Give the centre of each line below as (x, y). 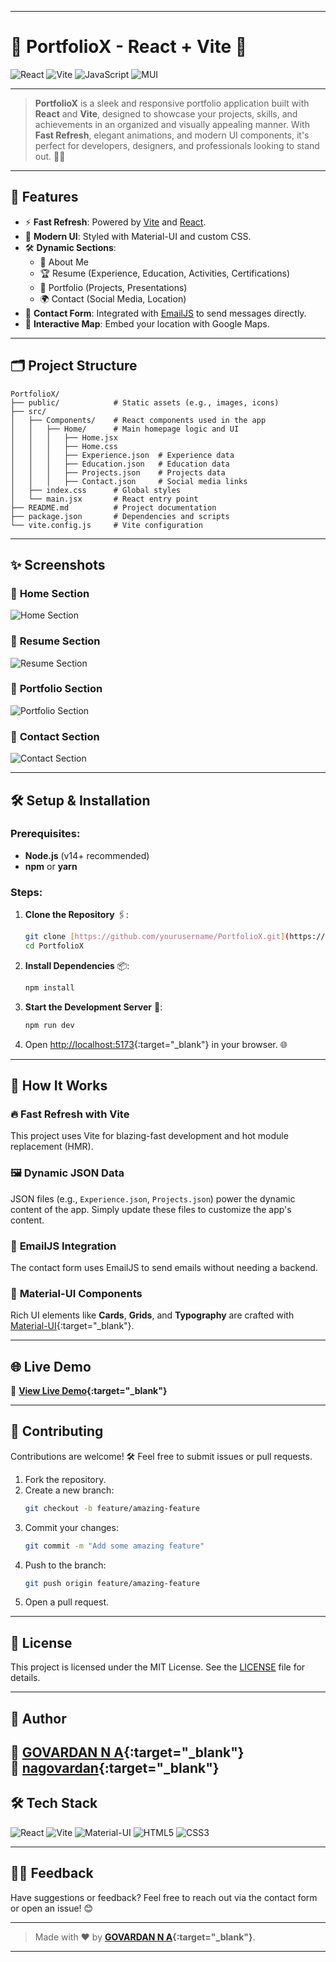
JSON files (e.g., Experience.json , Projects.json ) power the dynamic (153, 1198)
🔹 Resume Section (55, 641)
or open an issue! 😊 (52, 1908)
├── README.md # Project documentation (113, 507)
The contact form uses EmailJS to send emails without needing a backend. (164, 1267)
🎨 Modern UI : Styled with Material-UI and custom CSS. (138, 236)
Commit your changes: (71, 1527)
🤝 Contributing (57, 1431)
